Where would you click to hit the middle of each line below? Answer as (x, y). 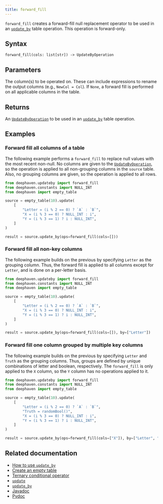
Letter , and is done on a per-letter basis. (46, 270)
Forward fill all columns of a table (45, 148)
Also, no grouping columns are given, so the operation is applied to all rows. (81, 174)
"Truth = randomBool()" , (48, 411)
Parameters (23, 70)
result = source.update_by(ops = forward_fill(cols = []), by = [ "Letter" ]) (78, 333)
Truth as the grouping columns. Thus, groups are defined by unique (73, 361)
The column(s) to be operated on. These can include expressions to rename (81, 82)
